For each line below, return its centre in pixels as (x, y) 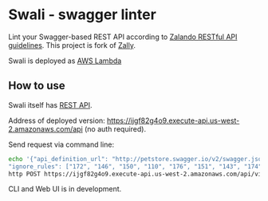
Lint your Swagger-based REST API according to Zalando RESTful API (123, 37)
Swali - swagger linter (83, 15)
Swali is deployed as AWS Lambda (65, 61)
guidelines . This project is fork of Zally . (72, 45)
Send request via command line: (61, 144)
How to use (37, 86)
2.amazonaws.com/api (46, 128)
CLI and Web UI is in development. (65, 189)
